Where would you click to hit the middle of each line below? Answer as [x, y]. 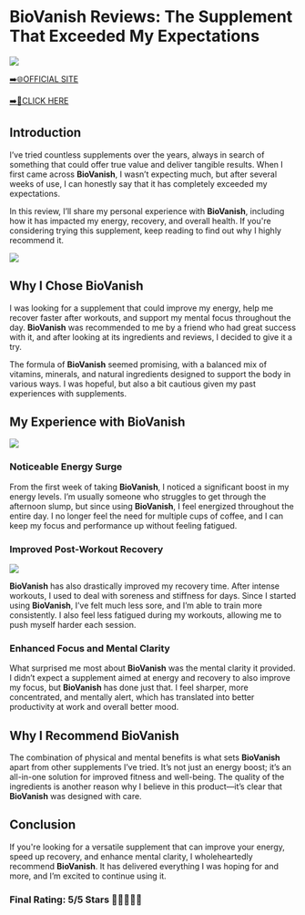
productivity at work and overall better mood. [94, 707]
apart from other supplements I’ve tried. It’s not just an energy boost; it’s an [150, 767]
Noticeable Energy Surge [66, 467]
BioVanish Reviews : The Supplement [151, 17]
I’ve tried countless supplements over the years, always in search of [137, 154]
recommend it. [37, 240]
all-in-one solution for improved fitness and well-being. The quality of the [147, 777]
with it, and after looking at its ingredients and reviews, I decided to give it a [151, 337]
